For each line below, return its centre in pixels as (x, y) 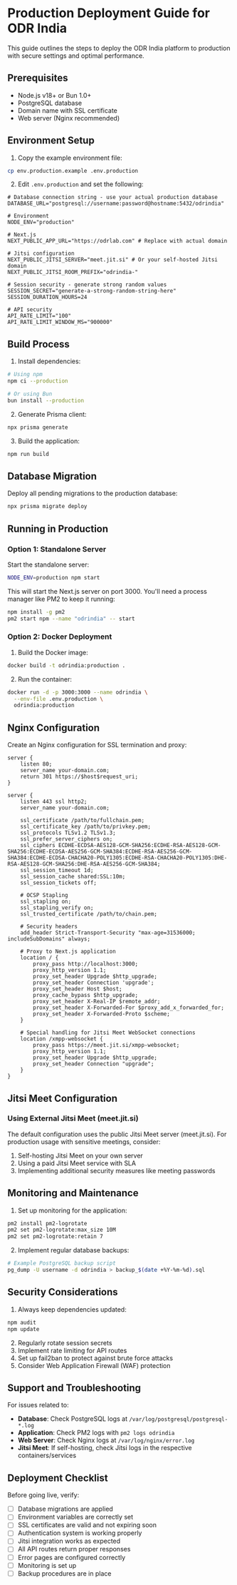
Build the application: (48, 441)
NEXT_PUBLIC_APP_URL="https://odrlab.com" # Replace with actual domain (117, 241)
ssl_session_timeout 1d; (57, 871)
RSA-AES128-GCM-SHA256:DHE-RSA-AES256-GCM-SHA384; (84, 864)
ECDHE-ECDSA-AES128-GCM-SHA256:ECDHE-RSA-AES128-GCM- (139, 846)
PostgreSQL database (50, 103)
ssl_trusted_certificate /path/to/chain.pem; (89, 914)
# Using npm (25, 375)
